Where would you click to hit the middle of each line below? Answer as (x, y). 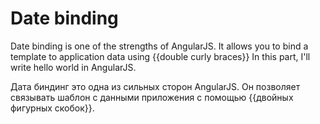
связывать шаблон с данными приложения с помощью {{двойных (152, 97)
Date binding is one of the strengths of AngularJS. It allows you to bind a (159, 46)
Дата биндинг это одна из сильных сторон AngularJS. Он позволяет (155, 86)
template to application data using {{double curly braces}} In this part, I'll (160, 56)
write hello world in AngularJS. (73, 67)
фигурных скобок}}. (52, 108)
